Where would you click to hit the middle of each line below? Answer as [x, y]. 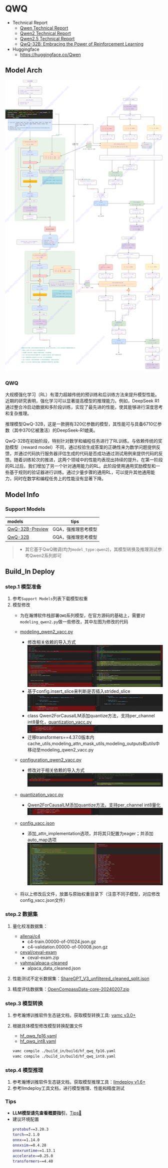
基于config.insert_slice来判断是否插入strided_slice [79, 691]
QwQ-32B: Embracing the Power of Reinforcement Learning [81, 44]
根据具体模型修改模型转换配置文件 [47, 1026]
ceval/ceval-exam [38, 952]
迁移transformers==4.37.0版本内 [61, 737]
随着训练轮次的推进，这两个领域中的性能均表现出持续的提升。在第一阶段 [88, 460]
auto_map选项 [42, 840]
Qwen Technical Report [44, 28]
